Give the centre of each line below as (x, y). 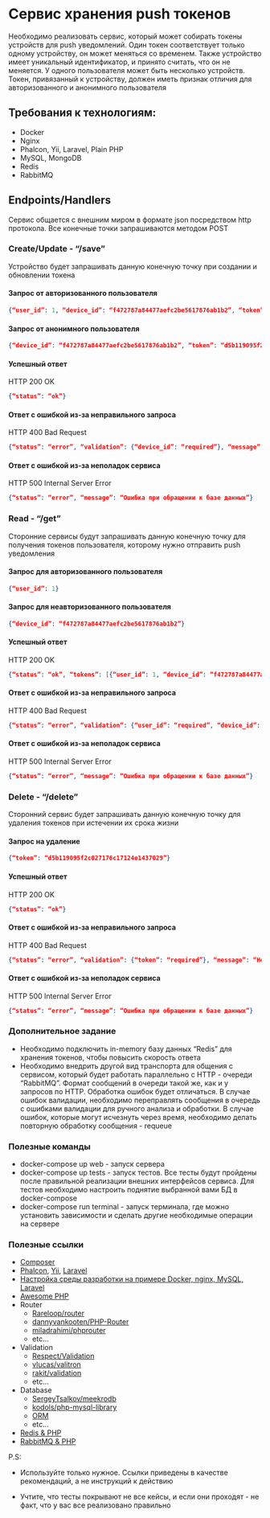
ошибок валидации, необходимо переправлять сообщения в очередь (140, 1100)
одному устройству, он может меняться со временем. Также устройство (135, 53)
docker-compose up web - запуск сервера (92, 1164)
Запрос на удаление (44, 841)
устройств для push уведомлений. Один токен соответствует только (127, 44)
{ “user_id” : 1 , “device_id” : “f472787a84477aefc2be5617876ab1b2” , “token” (136, 310)
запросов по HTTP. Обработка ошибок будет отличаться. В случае (135, 1091)
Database (36, 1390)
